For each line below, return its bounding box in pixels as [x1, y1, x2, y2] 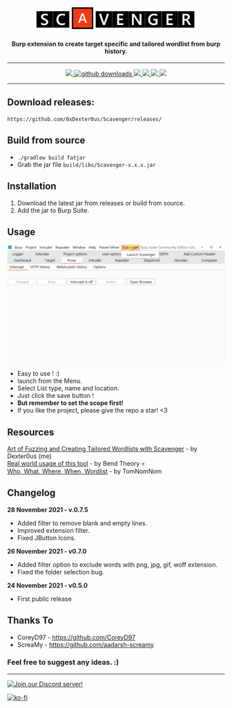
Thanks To [7, 615, 54, 626]
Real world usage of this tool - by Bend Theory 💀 [7, 459, 145, 467]
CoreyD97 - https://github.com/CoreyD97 [17, 633, 136, 642]
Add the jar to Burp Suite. [17, 206, 90, 215]
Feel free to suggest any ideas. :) [7, 657, 119, 667]
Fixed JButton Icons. [17, 534, 76, 542]
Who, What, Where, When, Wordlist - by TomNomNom [7, 466, 162, 475]
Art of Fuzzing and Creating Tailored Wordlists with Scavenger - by [7, 444, 198, 453]
